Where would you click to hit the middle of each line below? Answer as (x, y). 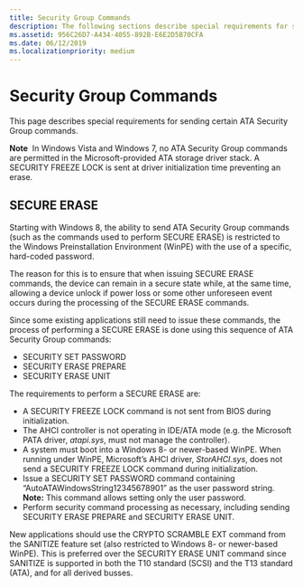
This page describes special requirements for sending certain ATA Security (149, 121)
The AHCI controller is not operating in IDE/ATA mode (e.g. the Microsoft (156, 430)
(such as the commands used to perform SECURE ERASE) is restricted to (145, 237)
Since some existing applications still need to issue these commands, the (145, 320)
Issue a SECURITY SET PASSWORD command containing (129, 478)
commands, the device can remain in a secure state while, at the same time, (150, 283)
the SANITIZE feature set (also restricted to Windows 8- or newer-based (143, 544)
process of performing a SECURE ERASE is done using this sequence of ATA (151, 329)
